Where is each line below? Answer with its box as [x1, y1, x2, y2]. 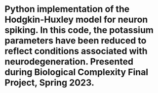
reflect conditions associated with [4, 46, 148, 57]
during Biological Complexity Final [4, 67, 149, 78]
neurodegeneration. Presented [4, 56, 134, 67]
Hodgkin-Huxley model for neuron [4, 14, 148, 25]
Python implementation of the [4, 3, 130, 15]
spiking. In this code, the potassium [4, 25, 154, 36]
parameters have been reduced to [4, 35, 147, 46]
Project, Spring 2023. [4, 77, 94, 89]
